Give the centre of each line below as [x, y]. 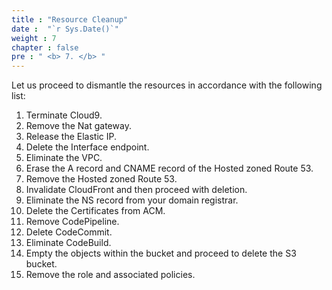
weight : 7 [34, 38]
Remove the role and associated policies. [110, 275]
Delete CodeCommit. [69, 232]
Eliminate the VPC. [64, 158]
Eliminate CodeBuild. [68, 243]
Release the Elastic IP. [71, 137]
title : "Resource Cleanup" [70, 19]
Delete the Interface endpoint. [87, 147]
